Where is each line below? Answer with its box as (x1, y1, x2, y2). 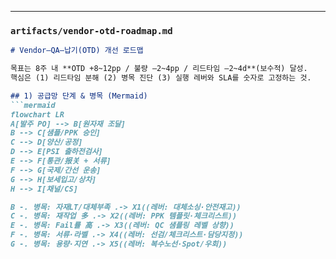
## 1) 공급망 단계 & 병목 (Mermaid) (10, 91, 148, 101)
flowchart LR (10, 109, 65, 120)
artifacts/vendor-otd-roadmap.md (10, 25, 173, 36)
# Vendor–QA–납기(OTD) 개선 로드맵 (10, 46, 144, 56)
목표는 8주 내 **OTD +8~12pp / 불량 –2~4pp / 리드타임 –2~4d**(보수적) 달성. (10, 64, 308, 74)
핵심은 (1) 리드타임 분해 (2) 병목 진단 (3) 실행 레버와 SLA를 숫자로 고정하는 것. (10, 73, 312, 83)
